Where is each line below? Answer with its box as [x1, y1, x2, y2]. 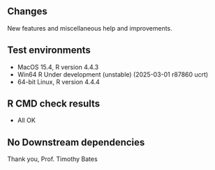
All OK [17, 116, 36, 125]
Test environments [7, 45, 91, 56]
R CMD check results [7, 98, 101, 110]
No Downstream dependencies [7, 136, 145, 148]
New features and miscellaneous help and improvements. [7, 24, 172, 32]
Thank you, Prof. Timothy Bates [7, 155, 98, 163]
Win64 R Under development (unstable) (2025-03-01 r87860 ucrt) [17, 70, 209, 79]
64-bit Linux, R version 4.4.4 [17, 77, 100, 86]
